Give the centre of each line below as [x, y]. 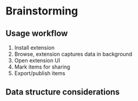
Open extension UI [37, 60]
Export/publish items [40, 73]
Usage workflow [37, 33]
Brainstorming [42, 11]
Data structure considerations [63, 92]
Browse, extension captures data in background [73, 54]
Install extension [34, 47]
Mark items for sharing [42, 67]
